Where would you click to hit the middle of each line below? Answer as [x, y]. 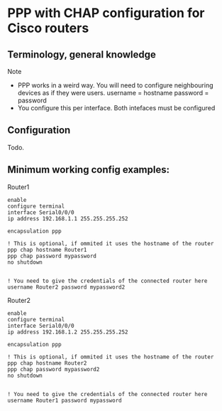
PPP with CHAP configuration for [106, 13]
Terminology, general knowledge [82, 54]
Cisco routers [48, 28]
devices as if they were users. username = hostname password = [113, 93]
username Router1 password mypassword [65, 400]
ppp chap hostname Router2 [47, 363]
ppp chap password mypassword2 [54, 369]
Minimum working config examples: [89, 170]
